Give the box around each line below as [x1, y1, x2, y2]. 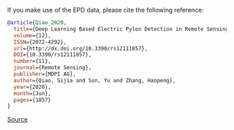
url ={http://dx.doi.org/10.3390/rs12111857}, [13, 45, 148, 52]
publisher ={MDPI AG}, [13, 71, 77, 77]
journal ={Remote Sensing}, [13, 64, 92, 71]
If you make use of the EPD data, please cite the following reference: [7, 6, 204, 14]
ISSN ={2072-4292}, [13, 38, 68, 46]
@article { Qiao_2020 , [7, 19, 68, 26]
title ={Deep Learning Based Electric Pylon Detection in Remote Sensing [13, 26, 229, 32]
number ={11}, [13, 58, 52, 65]
